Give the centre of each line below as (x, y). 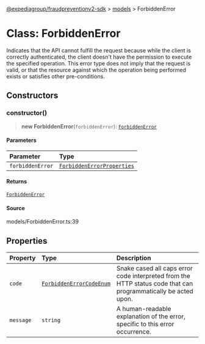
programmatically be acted (155, 291)
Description (134, 258)
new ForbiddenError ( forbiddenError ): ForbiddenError (89, 126)
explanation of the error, (151, 317)
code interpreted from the (153, 276)
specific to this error (145, 324)
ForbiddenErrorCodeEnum (76, 284)
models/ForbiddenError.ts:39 (43, 222)
